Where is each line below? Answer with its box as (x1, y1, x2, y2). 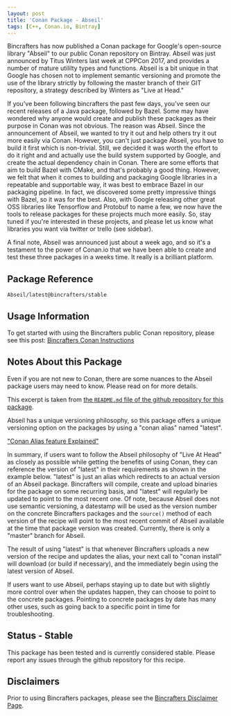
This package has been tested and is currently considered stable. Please (7, 648, 215, 656)
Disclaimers (7, 676, 60, 688)
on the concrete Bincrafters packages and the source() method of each (7, 509, 212, 517)
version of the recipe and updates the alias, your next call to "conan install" (7, 552, 222, 560)
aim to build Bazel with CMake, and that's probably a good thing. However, (7, 166, 221, 174)
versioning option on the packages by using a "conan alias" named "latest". (7, 424, 223, 432)
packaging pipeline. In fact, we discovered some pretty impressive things (7, 188, 216, 196)
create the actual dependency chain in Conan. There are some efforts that (7, 159, 219, 167)
